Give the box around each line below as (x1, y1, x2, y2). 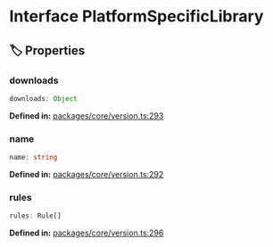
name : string (9, 153, 58, 162)
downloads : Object (9, 94, 78, 103)
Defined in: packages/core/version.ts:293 (9, 110, 164, 121)
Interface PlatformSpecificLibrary (9, 6, 264, 27)
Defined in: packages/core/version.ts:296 (9, 227, 164, 238)
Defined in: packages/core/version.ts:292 (9, 169, 164, 179)
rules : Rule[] (9, 211, 62, 220)
